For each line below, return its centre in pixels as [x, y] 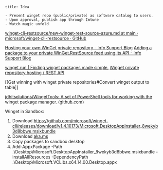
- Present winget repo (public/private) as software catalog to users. [79, 16]
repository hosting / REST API [35, 73]
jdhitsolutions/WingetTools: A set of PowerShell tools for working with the [79, 97]
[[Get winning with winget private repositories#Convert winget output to [77, 82]
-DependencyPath [70, 157]
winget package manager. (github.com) [45, 102]
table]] [12, 87]
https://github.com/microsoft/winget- [71, 121]
